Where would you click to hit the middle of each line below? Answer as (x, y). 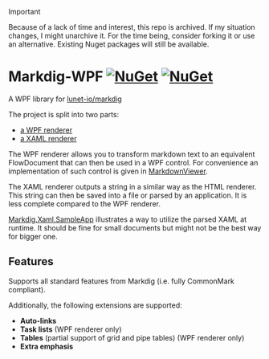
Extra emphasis (47, 346)
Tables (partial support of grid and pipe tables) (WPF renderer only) (132, 337)
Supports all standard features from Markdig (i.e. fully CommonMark (122, 281)
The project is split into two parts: (64, 114)
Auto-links (38, 320)
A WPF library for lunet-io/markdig (65, 99)
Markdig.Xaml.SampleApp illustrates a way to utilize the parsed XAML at (128, 219)
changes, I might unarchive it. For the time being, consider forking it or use (132, 36)
